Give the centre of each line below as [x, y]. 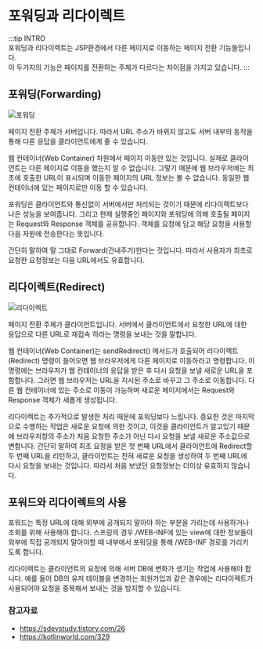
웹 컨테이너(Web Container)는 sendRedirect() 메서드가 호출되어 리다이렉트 [123, 351]
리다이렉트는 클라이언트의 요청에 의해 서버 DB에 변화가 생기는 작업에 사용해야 [126, 569]
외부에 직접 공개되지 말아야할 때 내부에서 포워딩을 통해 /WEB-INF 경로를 [118, 542]
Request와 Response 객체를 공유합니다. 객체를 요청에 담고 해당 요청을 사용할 [134, 224]
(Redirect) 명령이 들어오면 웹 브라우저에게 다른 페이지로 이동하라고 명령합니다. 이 [131, 360]
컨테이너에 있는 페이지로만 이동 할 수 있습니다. [78, 187]
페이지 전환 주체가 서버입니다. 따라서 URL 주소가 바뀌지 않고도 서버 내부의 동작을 [130, 131]
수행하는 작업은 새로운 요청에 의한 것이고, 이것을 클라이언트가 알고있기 [129, 426]
